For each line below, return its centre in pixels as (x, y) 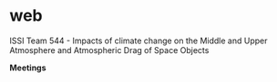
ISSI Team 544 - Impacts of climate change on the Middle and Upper (138, 41)
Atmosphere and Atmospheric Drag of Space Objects (109, 50)
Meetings (28, 68)
